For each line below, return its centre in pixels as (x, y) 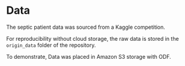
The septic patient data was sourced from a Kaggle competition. (86, 27)
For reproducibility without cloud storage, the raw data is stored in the (92, 38)
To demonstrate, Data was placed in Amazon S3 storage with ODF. (89, 56)
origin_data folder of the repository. (51, 45)
